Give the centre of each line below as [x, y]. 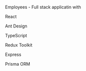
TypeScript [16, 35]
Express [13, 54]
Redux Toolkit [19, 45]
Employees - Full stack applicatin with [43, 7]
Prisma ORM [18, 64]
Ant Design [16, 26]
